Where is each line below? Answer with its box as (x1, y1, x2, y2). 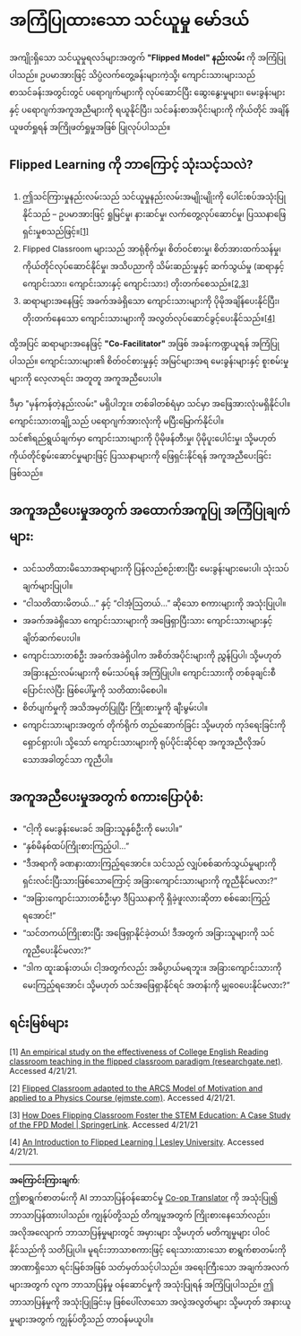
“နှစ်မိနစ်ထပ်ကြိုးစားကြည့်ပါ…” (21, 841, 130, 851)
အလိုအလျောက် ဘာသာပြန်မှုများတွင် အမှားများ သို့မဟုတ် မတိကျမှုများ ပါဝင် (9, 1227, 271, 1238)
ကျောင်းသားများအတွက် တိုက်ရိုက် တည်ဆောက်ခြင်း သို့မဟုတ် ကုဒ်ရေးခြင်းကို (21, 719, 287, 730)
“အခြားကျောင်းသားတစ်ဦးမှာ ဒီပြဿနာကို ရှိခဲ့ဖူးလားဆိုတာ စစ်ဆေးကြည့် (21, 893, 271, 904)
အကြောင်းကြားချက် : (9, 1175, 81, 1186)
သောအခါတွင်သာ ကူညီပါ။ (21, 754, 114, 764)
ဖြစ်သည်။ (9, 467, 43, 478)
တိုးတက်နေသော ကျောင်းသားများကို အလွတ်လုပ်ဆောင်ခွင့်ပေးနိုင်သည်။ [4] (21, 312, 276, 323)
